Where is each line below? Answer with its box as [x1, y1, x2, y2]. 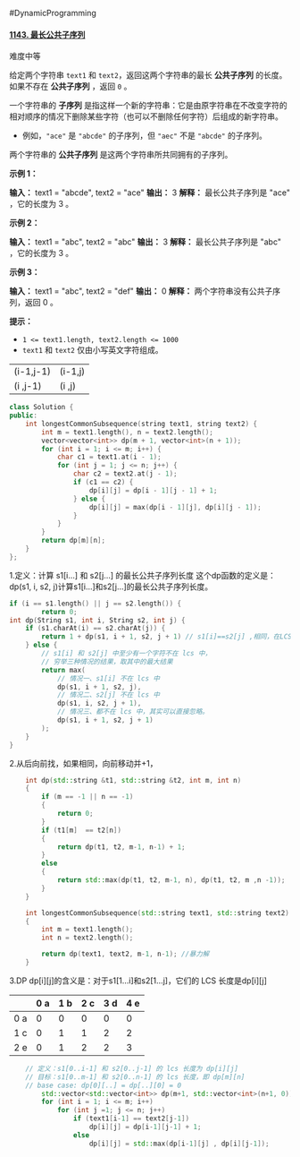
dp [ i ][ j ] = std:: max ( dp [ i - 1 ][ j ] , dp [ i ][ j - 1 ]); [88, 1139, 270, 1148]
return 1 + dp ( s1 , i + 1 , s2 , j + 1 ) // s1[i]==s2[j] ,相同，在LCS [41, 632, 292, 641]
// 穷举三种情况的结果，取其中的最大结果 [41, 657, 173, 666]
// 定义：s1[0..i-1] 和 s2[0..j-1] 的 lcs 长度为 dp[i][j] [25, 1064, 239, 1073]
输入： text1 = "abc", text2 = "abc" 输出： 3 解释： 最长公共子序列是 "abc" [9, 236, 282, 247]
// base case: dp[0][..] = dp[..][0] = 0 [25, 1081, 181, 1090]
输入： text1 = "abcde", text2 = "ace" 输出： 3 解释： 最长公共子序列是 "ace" [9, 187, 290, 198]
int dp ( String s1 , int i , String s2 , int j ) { [9, 615, 186, 625]
